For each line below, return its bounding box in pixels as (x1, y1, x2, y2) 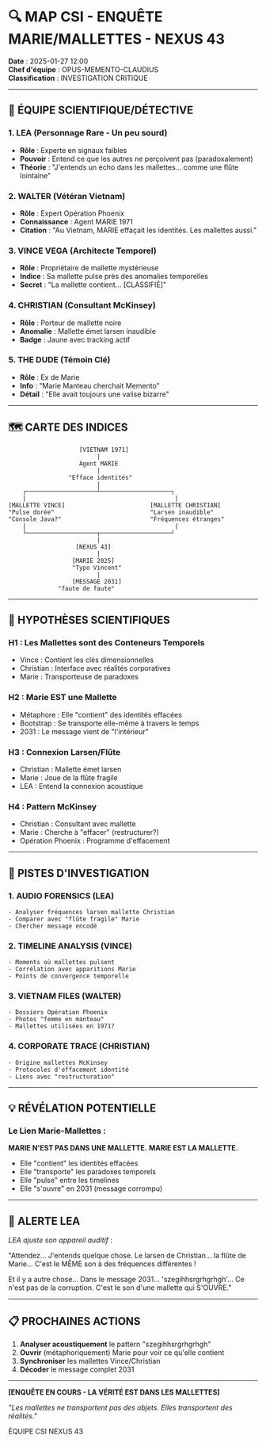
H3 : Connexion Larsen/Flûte (8, 746, 121, 757)
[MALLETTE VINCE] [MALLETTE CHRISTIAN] (8, 501, 222, 509)
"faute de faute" (58, 584, 115, 592)
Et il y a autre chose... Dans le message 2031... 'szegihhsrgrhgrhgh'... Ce (8, 1275, 245, 1284)
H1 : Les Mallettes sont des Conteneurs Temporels (8, 637, 205, 648)
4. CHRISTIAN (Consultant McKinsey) (8, 300, 156, 311)
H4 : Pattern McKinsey (8, 801, 97, 812)
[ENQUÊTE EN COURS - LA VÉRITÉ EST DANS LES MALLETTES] (8, 1387, 220, 1397)
